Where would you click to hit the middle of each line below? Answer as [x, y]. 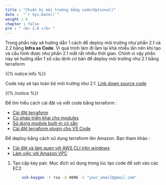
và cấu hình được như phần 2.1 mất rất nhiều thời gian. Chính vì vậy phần [80, 54]
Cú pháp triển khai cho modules [46, 118]
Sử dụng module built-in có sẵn [45, 123]
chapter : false [22, 24]
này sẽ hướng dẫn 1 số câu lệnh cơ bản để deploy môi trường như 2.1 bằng [82, 59]
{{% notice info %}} [26, 74]
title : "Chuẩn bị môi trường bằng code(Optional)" [60, 10]
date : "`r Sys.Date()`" [32, 15]
